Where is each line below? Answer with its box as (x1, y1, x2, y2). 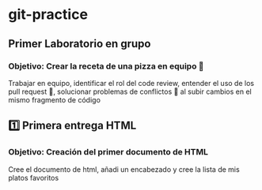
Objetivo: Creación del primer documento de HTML (8, 147, 208, 158)
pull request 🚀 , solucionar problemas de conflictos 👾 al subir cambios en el (8, 87, 252, 96)
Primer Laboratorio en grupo (8, 37, 151, 50)
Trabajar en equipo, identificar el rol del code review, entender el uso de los (8, 78, 255, 88)
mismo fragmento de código (8, 95, 101, 104)
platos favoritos (8, 173, 59, 182)
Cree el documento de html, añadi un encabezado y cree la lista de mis (8, 164, 240, 174)
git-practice (8, 6, 89, 24)
